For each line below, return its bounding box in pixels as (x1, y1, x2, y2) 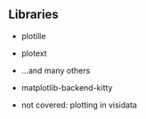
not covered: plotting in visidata (20, 99, 137, 110)
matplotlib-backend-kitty (20, 82, 113, 92)
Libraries (8, 7, 59, 22)
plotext (20, 48, 47, 59)
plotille (20, 30, 46, 41)
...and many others (20, 65, 91, 75)
